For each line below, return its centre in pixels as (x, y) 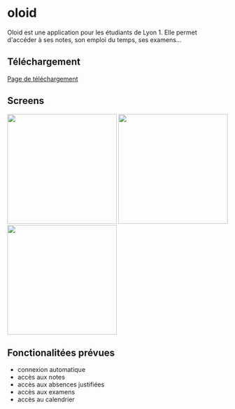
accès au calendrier (46, 400)
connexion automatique (51, 370)
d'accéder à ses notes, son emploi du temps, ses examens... (94, 39)
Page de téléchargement (43, 79)
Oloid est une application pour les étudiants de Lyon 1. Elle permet (102, 32)
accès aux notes (41, 377)
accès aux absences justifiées (61, 384)
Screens (26, 101)
